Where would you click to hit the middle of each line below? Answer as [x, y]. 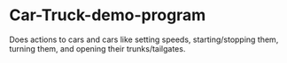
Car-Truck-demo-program [108, 15]
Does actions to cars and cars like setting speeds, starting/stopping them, [144, 39]
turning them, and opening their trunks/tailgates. [97, 48]
